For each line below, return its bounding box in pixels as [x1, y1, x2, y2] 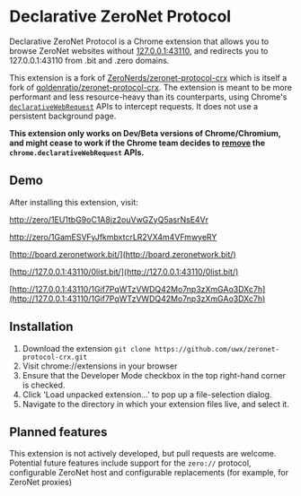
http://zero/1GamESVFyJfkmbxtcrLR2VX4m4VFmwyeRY [9, 231, 217, 242]
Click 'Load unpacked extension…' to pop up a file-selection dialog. [22, 388, 272, 400]
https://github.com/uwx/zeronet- [154, 344, 280, 353]
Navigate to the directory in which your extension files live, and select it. [22, 398, 289, 409]
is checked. [22, 379, 66, 390]
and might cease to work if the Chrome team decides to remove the [9, 137, 266, 148]
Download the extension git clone [22, 343, 151, 353]
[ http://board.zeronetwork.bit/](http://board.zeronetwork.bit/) [9, 248, 236, 259]
